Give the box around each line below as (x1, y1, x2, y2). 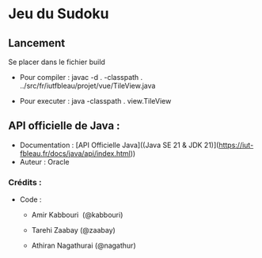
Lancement (8, 36, 66, 50)
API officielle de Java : (8, 120, 120, 133)
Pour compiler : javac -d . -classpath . (19, 73, 143, 82)
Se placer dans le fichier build (8, 57, 105, 66)
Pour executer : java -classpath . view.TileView (19, 97, 172, 105)
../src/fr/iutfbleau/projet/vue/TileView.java (19, 81, 156, 90)
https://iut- (218, 140, 254, 150)
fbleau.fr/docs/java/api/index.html (19, 148, 131, 158)
